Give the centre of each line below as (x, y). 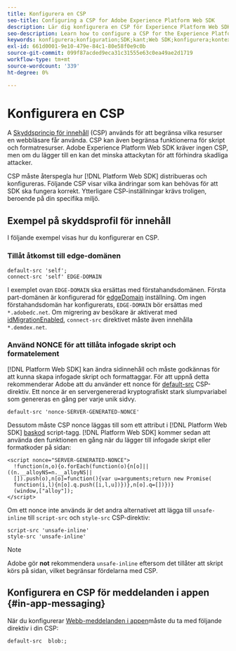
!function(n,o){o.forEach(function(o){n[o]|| (81, 466)
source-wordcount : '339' (44, 66)
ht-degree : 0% (28, 72)
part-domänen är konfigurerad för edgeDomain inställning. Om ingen (107, 297)
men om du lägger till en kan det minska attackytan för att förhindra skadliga (118, 155)
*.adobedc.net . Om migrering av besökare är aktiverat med (92, 312)
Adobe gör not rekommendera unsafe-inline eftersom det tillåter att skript (115, 563)
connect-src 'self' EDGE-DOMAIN (54, 277)
